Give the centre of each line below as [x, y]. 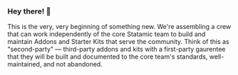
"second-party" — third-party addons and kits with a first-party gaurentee [117, 50]
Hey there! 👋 [29, 11]
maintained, [25, 64]
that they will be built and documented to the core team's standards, [108, 57]
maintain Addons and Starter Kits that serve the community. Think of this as [118, 42]
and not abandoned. [73, 64]
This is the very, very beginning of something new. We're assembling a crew [119, 27]
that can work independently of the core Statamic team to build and [107, 34]
